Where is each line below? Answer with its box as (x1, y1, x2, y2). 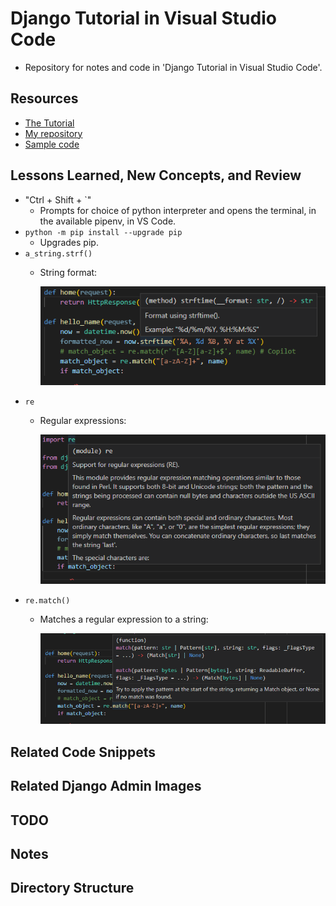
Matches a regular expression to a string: (39, 613, 209, 625)
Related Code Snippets (10, 743, 157, 761)
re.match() (24, 595, 71, 606)
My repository (24, 127, 83, 139)
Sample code (24, 138, 80, 150)
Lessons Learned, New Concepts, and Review (10, 167, 302, 184)
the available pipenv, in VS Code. (39, 215, 177, 227)
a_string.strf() (24, 248, 93, 259)
